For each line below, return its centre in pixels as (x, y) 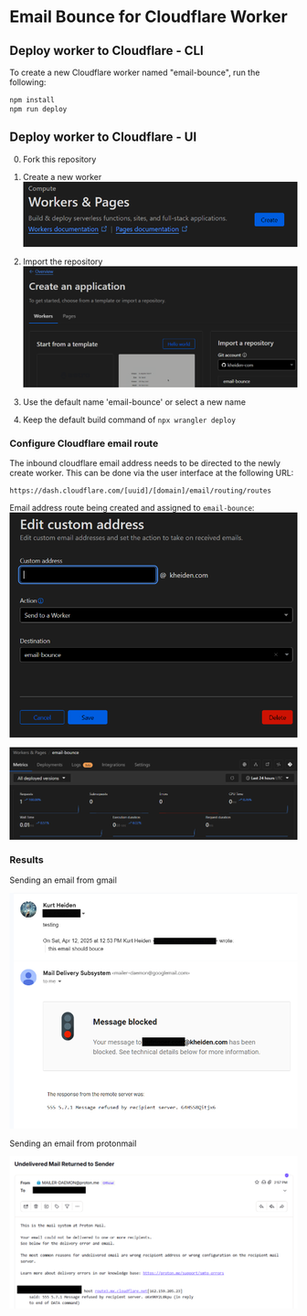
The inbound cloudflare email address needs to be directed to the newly (145, 463)
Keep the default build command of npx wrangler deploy (129, 420)
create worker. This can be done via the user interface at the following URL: (152, 473)
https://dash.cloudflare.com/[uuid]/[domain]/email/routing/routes (141, 491)
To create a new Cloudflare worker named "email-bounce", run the (135, 72)
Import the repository (63, 261)
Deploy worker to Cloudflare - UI (103, 138)
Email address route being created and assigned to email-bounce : (132, 508)
